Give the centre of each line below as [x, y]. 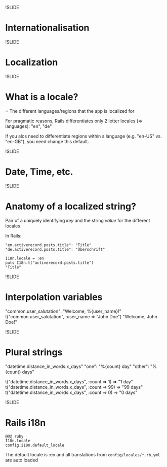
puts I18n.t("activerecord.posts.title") [50, 263]
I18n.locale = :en [25, 258]
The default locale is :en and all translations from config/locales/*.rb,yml [83, 454]
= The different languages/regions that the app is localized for [70, 111]
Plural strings [34, 352]
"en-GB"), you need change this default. [47, 141]
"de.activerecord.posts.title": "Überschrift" [55, 249]
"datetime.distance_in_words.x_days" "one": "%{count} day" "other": [77, 366]
